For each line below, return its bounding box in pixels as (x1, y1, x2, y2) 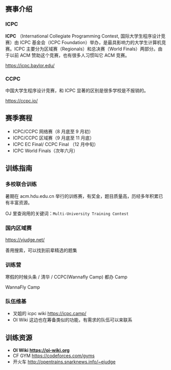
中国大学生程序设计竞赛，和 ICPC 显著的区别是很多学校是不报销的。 (5, 87, 149, 93)
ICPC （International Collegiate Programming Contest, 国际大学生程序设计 (5, 33, 161, 39)
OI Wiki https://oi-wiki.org (12, 347, 70, 354)
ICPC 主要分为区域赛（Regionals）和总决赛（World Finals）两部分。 (14, 46, 158, 52)
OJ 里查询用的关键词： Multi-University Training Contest (5, 211, 129, 217)
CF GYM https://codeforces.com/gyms (12, 353, 95, 359)
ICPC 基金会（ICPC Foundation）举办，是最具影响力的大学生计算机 (19, 39, 162, 45)
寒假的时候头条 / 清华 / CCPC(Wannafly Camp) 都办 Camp (5, 274, 128, 280)
